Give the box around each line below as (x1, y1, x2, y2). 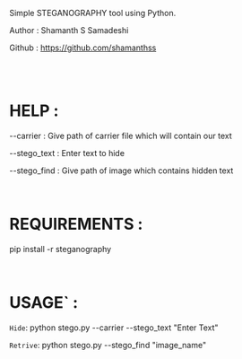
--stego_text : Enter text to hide (9, 147, 125, 158)
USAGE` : (9, 293, 79, 313)
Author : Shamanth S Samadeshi (9, 25, 129, 35)
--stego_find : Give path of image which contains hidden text (9, 165, 234, 176)
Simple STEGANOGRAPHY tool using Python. (9, 8, 177, 18)
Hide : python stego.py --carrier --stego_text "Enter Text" (9, 322, 219, 333)
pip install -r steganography (9, 243, 112, 254)
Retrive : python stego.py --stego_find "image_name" (9, 339, 207, 350)
